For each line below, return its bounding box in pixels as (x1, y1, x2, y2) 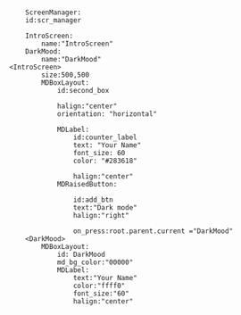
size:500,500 (40, 70, 89, 79)
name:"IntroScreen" (40, 39, 113, 48)
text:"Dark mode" (72, 203, 137, 212)
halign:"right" (72, 211, 129, 220)
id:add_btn (72, 195, 113, 204)
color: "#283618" (72, 156, 137, 165)
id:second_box (56, 86, 110, 95)
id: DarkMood (56, 250, 106, 259)
